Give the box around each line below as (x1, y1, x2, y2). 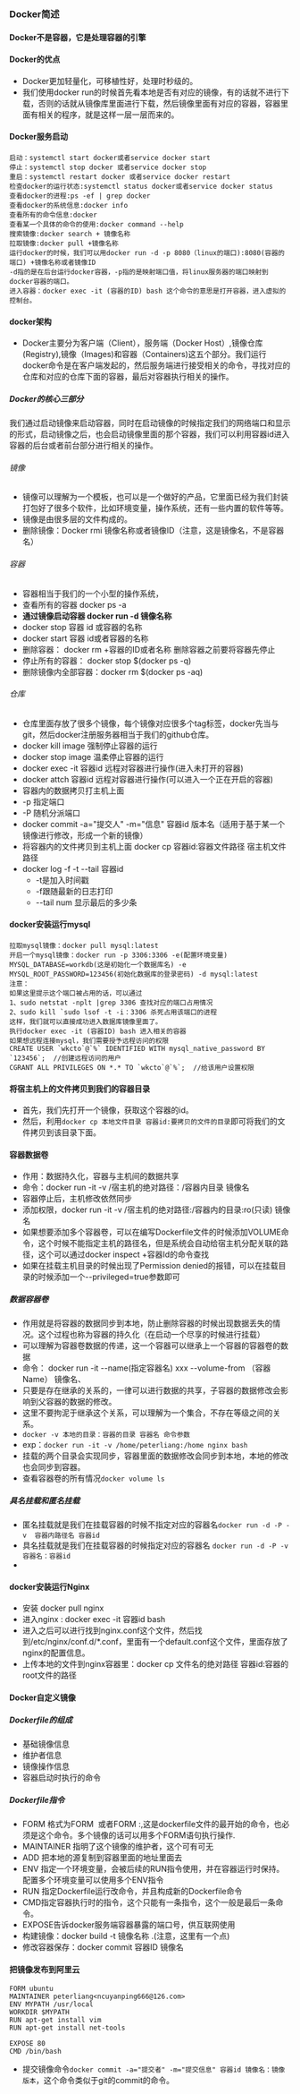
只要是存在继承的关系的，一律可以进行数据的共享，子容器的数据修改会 (21, 1385, 281, 1396)
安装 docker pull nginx (21, 1603, 104, 1613)
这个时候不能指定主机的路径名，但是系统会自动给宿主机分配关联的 (37, 1238, 281, 1249)
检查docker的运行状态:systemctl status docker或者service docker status (9, 182, 274, 191)
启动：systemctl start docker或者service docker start (9, 153, 212, 162)
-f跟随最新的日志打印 (35, 885, 113, 896)
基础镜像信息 (21, 1739, 70, 1749)
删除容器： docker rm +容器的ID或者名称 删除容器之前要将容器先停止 (21, 644, 276, 654)
